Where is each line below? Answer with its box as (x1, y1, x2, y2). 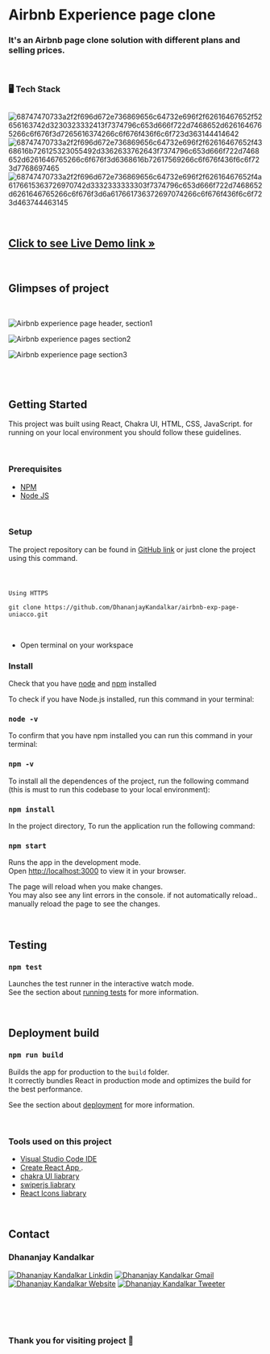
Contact (8, 1227, 50, 1242)
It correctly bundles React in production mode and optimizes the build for (8, 1075, 251, 1085)
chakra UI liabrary (19, 1171, 80, 1181)
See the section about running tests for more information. (8, 987, 199, 997)
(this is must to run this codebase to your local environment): (8, 784, 211, 794)
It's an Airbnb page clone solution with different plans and (8, 35, 240, 46)
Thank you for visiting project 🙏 (8, 1335, 135, 1346)
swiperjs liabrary (19, 1179, 76, 1189)
